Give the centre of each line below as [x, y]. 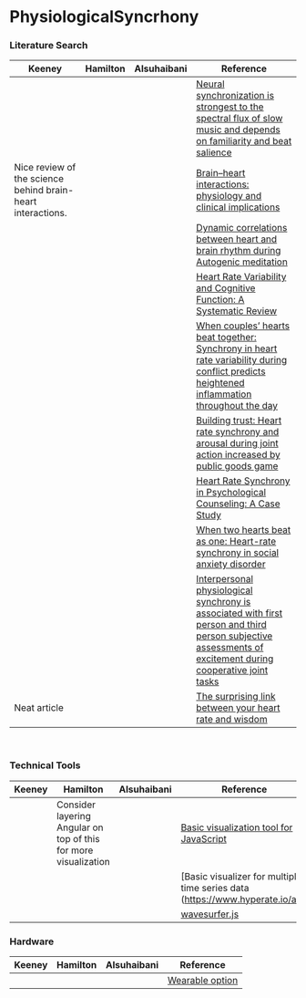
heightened [220, 383]
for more [75, 850]
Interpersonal [224, 579]
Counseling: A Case [238, 504]
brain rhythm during [238, 251]
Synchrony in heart [236, 348]
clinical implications [238, 207]
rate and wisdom [231, 720]
